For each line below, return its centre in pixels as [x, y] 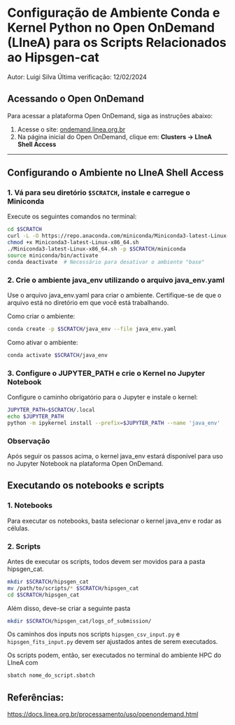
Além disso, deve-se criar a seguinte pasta [69, 608]
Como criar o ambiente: [41, 316]
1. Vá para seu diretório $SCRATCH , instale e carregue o [99, 192]
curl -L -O [23, 236]
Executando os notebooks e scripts [86, 485]
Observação [29, 441]
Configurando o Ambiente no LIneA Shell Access [115, 173]
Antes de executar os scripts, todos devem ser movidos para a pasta [106, 561]
